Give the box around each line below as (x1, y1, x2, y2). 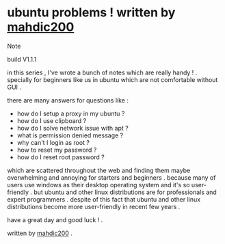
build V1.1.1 (7, 55, 37, 63)
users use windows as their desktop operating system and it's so (7, 180, 190, 189)
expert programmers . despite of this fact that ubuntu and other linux (7, 195, 200, 203)
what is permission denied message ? (16, 131, 124, 139)
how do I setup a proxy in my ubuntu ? (16, 109, 125, 118)
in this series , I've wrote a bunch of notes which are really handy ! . (7, 68, 198, 77)
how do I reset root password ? (16, 152, 105, 161)
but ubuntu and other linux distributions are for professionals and (34, 188, 217, 196)
